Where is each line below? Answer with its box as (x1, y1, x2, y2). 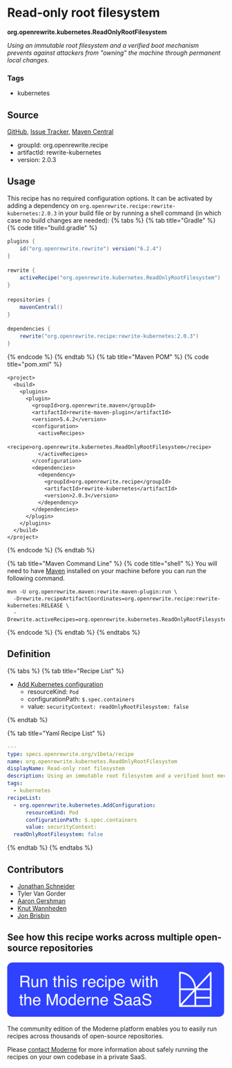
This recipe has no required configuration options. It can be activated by (7, 194, 213, 202)
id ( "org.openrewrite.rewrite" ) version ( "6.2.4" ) (19, 245, 162, 252)
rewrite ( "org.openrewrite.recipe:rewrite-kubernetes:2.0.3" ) (19, 333, 199, 340)
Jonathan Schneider (17, 882, 75, 890)
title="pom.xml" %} (7, 360, 62, 368)
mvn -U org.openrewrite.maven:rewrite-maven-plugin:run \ (7, 588, 177, 595)
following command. (7, 574, 66, 582)
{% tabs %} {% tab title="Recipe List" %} (7, 667, 124, 675)
